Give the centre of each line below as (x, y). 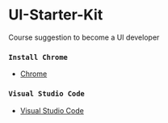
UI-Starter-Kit (56, 15)
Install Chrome (38, 57)
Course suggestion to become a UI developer (84, 37)
